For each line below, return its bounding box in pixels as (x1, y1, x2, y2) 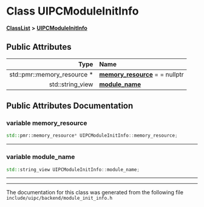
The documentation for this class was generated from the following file (6, 189, 184, 196)
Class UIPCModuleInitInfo (6, 4, 139, 18)
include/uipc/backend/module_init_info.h (6, 195, 113, 202)
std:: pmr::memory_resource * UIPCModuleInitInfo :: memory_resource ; (6, 132, 178, 139)
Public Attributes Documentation (6, 101, 134, 111)
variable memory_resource (6, 119, 87, 127)
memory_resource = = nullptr (99, 70, 184, 78)
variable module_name (6, 153, 75, 161)
